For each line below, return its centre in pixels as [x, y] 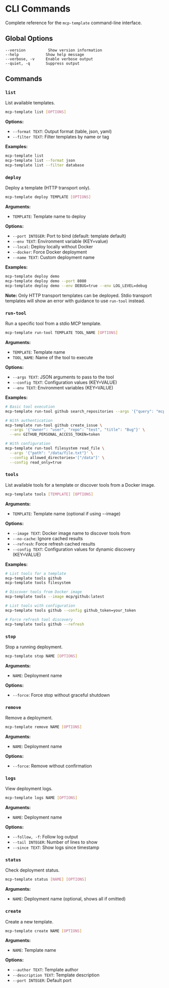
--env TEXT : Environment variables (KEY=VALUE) [63, 387]
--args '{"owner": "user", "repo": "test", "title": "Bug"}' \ [77, 430]
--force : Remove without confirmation [52, 766]
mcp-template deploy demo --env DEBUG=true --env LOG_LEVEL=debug [76, 286]
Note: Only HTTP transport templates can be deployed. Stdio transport [78, 295]
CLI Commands [38, 9]
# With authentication [29, 420]
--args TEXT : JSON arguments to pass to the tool [63, 377]
